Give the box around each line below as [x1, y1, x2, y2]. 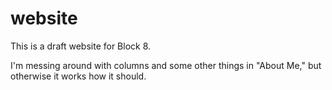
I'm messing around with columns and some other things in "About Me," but [10, 59, 322, 71]
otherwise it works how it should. [10, 70, 147, 82]
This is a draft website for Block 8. [10, 40, 152, 52]
